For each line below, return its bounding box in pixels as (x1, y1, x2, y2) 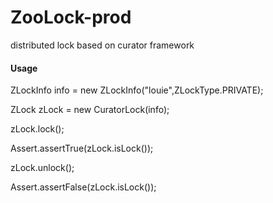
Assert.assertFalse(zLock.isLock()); (10, 181, 157, 193)
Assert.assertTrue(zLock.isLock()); (10, 142, 154, 155)
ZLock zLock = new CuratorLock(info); (10, 104, 170, 116)
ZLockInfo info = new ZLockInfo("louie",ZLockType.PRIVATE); (10, 84, 264, 96)
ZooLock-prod (10, 6, 132, 29)
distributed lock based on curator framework (10, 39, 195, 51)
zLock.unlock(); (10, 162, 75, 174)
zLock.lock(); (10, 123, 65, 135)
